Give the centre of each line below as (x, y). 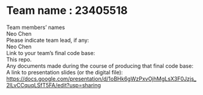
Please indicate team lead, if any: (48, 40)
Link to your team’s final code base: (51, 53)
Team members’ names (36, 27)
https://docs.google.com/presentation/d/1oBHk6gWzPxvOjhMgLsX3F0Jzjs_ (101, 79)
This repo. (19, 59)
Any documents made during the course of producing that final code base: (100, 66)
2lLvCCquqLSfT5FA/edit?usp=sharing (54, 85)
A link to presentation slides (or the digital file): (65, 72)
